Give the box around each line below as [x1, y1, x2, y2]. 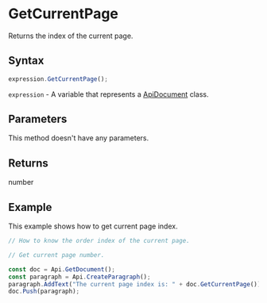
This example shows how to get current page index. [8, 221, 178, 231]
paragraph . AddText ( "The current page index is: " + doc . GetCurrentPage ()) [8, 280, 261, 288]
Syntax [8, 54, 44, 67]
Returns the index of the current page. [8, 31, 133, 40]
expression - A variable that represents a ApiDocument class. [8, 89, 209, 99]
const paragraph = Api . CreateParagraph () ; [8, 273, 151, 281]
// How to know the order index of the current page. [8, 237, 191, 245]
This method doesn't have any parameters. [8, 133, 149, 143]
